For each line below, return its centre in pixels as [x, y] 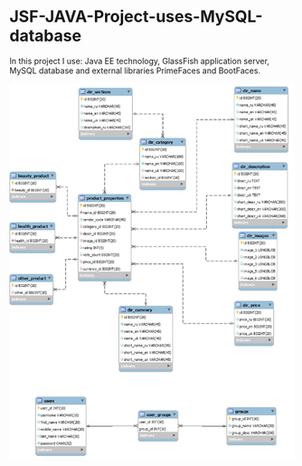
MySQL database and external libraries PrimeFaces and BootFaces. [135, 71]
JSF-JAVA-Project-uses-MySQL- [136, 17]
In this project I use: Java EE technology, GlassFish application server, [139, 61]
